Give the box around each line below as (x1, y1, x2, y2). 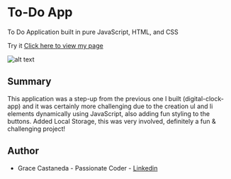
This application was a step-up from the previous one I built (7, 94, 182, 103)
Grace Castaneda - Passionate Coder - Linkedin (17, 163, 158, 172)
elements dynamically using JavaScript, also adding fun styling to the (7, 109, 210, 117)
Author (7, 145, 39, 157)
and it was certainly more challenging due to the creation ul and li (22, 102, 213, 110)
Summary (7, 76, 52, 88)
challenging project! (7, 125, 66, 133)
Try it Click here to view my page (7, 41, 104, 50)
